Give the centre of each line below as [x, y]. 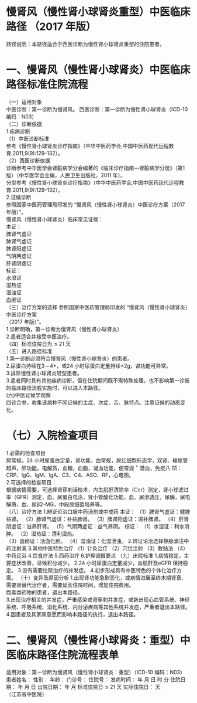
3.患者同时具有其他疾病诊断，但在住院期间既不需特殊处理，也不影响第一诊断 [98, 380]
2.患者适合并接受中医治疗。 [39, 336]
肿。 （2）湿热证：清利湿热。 [42, 534]
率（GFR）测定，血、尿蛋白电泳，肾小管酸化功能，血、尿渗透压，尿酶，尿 [96, 497]
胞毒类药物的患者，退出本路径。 [44, 592]
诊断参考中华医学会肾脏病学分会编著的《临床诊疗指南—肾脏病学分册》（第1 [96, 168]
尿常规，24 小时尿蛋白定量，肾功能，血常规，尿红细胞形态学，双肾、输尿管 [97, 460]
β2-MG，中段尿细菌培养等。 [71, 504]
